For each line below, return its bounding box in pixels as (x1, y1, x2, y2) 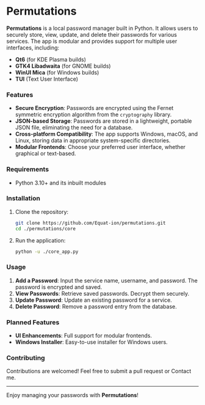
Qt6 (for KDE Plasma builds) (15, 56, 87, 63)
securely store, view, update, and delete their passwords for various (6, 31, 177, 38)
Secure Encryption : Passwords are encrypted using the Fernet (15, 104, 174, 112)
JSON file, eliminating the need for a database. (15, 124, 133, 131)
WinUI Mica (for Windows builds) (15, 68, 99, 76)
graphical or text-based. (15, 150, 76, 157)
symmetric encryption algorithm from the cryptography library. (15, 111, 172, 119)
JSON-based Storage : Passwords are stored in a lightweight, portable (15, 117, 192, 125)
